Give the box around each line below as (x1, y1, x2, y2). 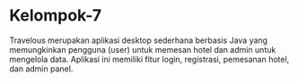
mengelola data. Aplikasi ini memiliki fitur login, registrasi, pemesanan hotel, (9, 54, 290, 64)
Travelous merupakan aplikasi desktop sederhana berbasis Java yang (9, 35, 267, 46)
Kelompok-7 (9, 5, 102, 26)
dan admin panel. (9, 63, 74, 74)
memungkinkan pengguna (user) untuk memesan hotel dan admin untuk (9, 44, 276, 54)
